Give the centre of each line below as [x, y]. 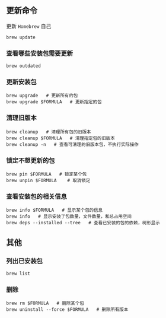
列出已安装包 [25, 261]
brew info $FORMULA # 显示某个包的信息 [54, 210]
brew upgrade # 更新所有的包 [42, 96]
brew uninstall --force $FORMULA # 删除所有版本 [67, 310]
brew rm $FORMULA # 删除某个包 [45, 303]
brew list [18, 274]
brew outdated [24, 66]
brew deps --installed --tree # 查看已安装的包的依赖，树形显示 [83, 223]
